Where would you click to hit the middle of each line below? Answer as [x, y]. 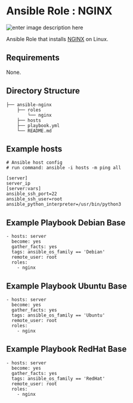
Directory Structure [43, 91]
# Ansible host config [34, 163]
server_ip [18, 184]
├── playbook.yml [38, 125]
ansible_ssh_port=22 [32, 194]
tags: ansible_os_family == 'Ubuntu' [58, 315]
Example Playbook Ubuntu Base [66, 286]
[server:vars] [24, 189]
